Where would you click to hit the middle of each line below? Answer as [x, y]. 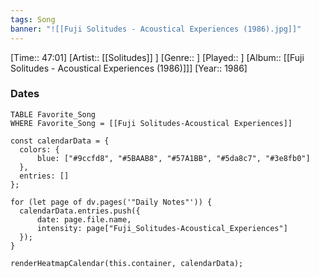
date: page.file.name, [84, 219]
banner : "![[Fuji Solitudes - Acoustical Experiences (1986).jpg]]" [156, 29]
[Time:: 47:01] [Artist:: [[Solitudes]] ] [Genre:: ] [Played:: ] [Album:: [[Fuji [157, 57]
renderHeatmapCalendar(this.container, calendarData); [127, 263]
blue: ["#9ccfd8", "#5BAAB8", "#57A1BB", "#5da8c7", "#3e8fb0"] [173, 158]
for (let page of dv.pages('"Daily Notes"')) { [111, 202]
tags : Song [33, 19]
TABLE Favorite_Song [53, 114]
